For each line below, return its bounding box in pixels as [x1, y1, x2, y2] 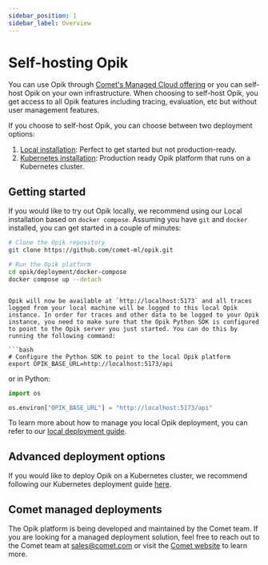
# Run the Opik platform [8, 261, 91, 269]
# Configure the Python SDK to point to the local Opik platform [8, 352, 230, 360]
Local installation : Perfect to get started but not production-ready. [19, 145, 238, 154]
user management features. [8, 105, 100, 115]
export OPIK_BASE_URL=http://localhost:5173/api [8, 360, 174, 368]
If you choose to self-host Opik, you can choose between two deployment [8, 121, 253, 130]
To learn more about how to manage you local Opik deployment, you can [8, 418, 248, 428]
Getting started [8, 185, 86, 198]
